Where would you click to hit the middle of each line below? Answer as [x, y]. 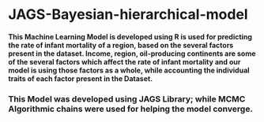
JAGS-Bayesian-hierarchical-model [128, 15]
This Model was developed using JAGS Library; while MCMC [127, 98]
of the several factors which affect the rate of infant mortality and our [124, 61]
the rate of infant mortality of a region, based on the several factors [121, 45]
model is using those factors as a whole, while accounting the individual [129, 70]
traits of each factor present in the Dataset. [81, 78]
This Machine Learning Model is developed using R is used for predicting [130, 36]
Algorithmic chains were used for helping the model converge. [130, 109]
